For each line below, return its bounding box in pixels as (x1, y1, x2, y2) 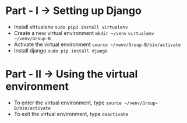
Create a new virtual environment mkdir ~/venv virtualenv (13, 29, 154, 36)
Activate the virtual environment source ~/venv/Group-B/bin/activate (13, 41, 181, 48)
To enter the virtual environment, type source (13, 99, 122, 106)
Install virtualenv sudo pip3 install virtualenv (13, 23, 128, 30)
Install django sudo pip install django (13, 47, 108, 54)
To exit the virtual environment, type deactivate (13, 110, 129, 117)
